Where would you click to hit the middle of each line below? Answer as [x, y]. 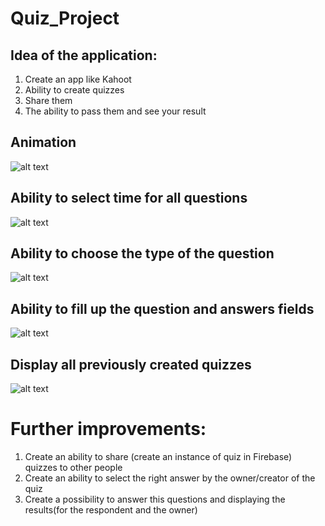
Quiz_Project [65, 18]
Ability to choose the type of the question [142, 253]
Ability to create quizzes [74, 90]
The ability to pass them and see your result [115, 111]
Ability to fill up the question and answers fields [162, 308]
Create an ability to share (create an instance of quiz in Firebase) [158, 456]
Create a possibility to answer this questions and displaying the [155, 499]
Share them [48, 100]
